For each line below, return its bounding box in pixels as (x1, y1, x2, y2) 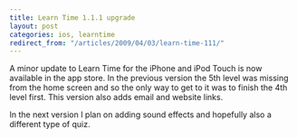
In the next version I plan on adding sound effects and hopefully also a (9, 109, 272, 120)
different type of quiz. (9, 119, 91, 130)
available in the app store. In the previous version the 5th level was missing (9, 73, 289, 84)
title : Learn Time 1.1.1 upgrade (9, 13, 136, 23)
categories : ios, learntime (9, 30, 116, 39)
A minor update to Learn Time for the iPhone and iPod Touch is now (9, 63, 263, 74)
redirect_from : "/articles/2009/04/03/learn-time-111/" (9, 38, 225, 48)
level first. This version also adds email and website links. (9, 92, 224, 103)
